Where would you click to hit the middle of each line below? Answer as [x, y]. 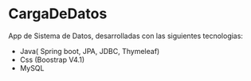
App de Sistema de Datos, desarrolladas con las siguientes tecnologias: [125, 36]
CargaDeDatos [58, 14]
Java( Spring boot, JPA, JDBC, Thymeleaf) [90, 51]
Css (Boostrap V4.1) [52, 60]
